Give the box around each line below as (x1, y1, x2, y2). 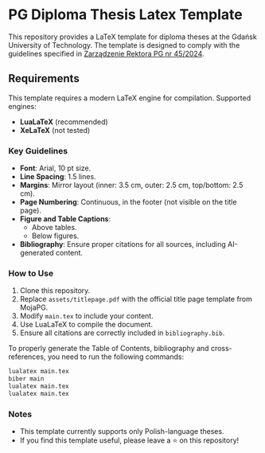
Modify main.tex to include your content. (19, 311, 154, 321)
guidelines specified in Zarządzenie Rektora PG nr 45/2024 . (8, 49, 205, 58)
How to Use (8, 268, 54, 279)
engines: (8, 101, 37, 111)
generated (19, 248, 54, 258)
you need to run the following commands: (47, 352, 185, 361)
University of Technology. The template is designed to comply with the (8, 40, 240, 49)
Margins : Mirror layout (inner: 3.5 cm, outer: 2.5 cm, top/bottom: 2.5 (19, 181, 244, 190)
